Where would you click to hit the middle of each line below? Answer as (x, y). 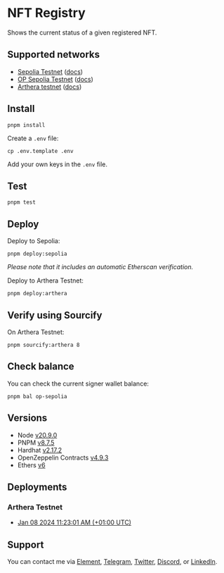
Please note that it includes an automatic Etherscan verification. (100, 267)
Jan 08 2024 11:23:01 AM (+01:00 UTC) (74, 522)
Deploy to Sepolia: (34, 241)
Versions (27, 418)
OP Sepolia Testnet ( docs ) (55, 79)
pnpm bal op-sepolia (38, 396)
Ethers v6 (31, 465)
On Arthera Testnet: (36, 332)
